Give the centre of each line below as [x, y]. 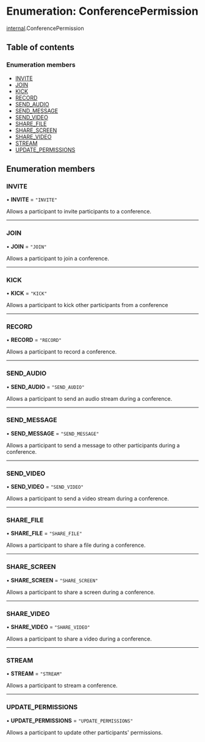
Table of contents [40, 47]
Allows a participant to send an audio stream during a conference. [89, 398]
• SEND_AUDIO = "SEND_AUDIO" [45, 387]
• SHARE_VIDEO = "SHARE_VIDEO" [48, 627]
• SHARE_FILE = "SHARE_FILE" [44, 533]
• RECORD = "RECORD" [34, 340]
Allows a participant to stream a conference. [62, 686]
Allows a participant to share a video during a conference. [79, 639]
